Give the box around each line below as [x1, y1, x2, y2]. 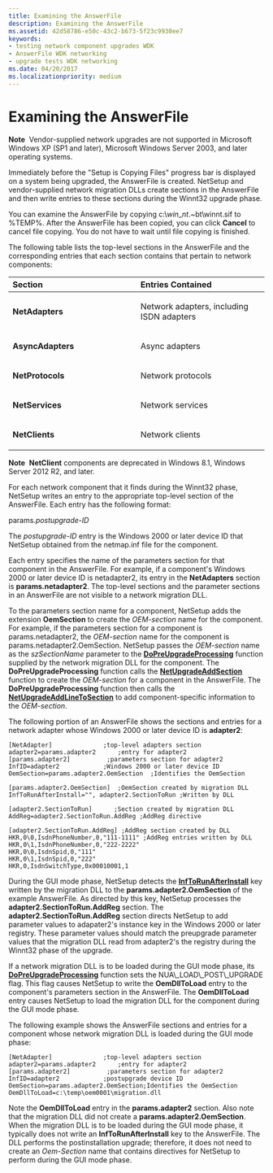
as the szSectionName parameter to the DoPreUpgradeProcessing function [8, 648, 264, 659]
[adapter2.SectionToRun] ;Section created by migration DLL [8, 805, 234, 813]
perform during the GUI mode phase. [8, 1154, 132, 1164]
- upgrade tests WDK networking [8, 58, 118, 66]
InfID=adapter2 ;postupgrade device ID [8, 1075, 184, 1083]
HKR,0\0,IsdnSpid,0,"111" [8, 848, 96, 856]
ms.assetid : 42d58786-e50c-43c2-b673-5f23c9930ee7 [8, 27, 184, 35]
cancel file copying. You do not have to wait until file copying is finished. [8, 226, 250, 236]
